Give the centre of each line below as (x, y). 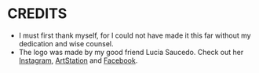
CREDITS (37, 14)
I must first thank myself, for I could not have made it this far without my (135, 35)
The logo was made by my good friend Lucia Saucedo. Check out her (131, 52)
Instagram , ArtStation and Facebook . (78, 60)
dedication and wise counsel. (66, 43)
